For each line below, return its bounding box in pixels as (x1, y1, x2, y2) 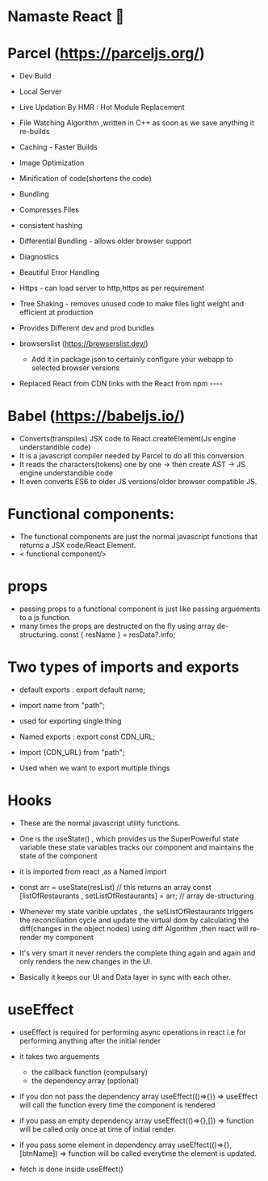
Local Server (19, 86, 62, 96)
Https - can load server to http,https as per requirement (19, 283, 205, 293)
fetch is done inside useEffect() (19, 1164, 124, 1174)
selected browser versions (31, 363, 120, 373)
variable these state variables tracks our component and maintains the (19, 842, 254, 852)
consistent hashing (19, 221, 83, 230)
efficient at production (19, 307, 94, 318)
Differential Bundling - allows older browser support (19, 236, 192, 246)
